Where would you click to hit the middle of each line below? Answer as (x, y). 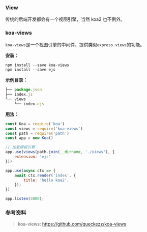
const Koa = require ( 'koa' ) (35, 124)
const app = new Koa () (29, 138)
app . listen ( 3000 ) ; (25, 199)
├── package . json (24, 90)
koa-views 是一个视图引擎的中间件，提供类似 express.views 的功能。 (75, 44)
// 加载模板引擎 (20, 147)
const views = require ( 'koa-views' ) (44, 129)
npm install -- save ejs (31, 70)
